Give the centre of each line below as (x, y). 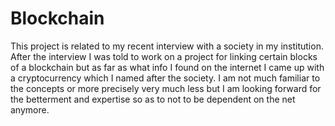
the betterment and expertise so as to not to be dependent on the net (153, 99)
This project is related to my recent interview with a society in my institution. (167, 46)
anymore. (30, 109)
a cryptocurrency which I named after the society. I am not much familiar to (165, 78)
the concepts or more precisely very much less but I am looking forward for (166, 88)
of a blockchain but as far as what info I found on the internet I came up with (167, 67)
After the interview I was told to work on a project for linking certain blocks (164, 56)
